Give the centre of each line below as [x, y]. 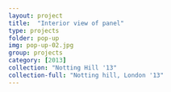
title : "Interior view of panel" [67, 23]
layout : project [35, 16]
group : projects [35, 53]
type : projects [34, 30]
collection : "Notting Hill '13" [63, 68]
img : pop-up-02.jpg [41, 46]
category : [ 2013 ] [38, 61]
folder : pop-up [34, 38]
